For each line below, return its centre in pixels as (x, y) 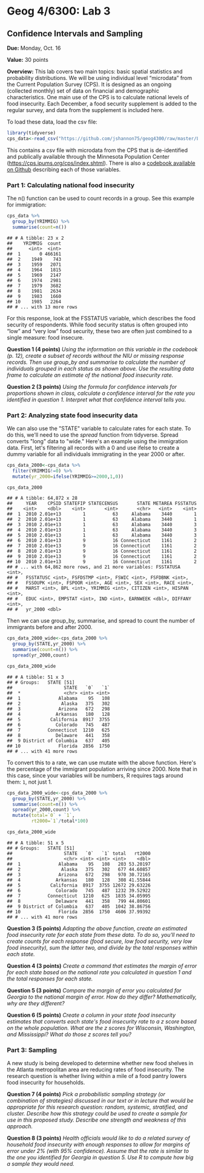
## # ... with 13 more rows (42, 307)
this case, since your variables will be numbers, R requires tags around (95, 775)
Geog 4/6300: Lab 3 (59, 11)
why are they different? (36, 1003)
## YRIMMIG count (34, 243)
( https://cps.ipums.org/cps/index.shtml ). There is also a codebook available (101, 163)
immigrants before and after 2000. (50, 627)
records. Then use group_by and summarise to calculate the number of (96, 362)
